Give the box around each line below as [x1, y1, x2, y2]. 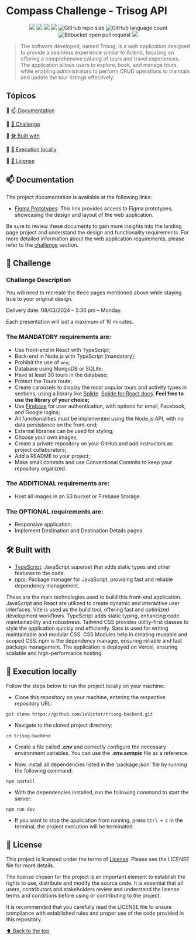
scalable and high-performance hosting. [6, 649, 104, 656]
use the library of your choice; [14, 396, 90, 403]
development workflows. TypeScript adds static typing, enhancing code [6, 612, 180, 619]
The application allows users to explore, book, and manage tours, [20, 61, 178, 68]
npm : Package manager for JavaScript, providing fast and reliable [14, 576, 173, 583]
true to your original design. [6, 296, 73, 303]
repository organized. [14, 465, 67, 472]
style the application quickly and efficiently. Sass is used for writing [6, 625, 169, 632]
